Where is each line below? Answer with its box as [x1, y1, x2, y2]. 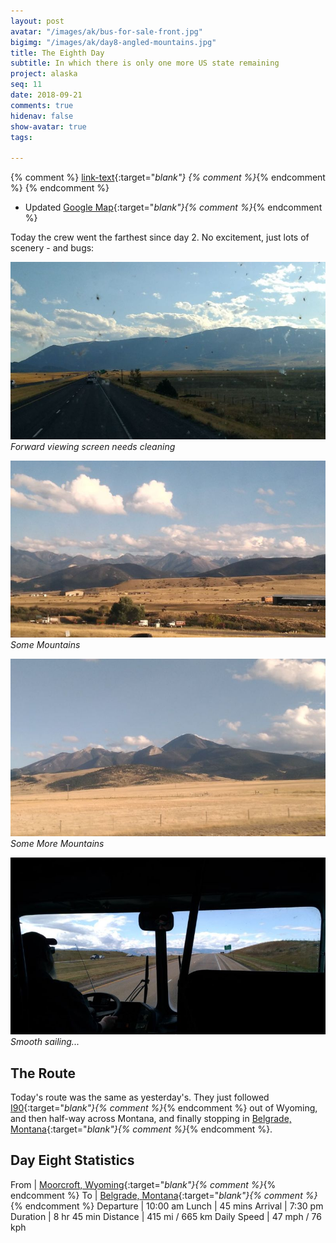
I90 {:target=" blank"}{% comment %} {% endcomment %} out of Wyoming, [10, 1101, 318, 1114]
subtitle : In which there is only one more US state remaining [10, 58, 280, 69]
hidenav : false [10, 111, 74, 121]
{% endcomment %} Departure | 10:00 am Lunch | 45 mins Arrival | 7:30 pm [10, 1200, 324, 1212]
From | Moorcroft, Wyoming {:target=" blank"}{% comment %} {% [10, 1178, 277, 1190]
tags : [10, 132, 33, 142]
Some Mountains [10, 639, 81, 651]
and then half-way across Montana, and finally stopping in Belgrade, [10, 1112, 292, 1124]
